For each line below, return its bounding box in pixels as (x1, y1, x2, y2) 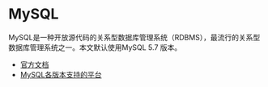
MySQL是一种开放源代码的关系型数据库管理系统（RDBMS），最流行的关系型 (8, 32, 261, 42)
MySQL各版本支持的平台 (19, 69, 102, 79)
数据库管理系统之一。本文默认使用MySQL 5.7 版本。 (8, 42, 182, 52)
